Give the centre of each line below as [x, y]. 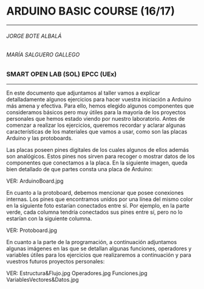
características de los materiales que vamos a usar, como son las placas [97, 132]
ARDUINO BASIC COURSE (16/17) [90, 11]
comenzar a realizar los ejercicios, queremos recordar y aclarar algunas [96, 125]
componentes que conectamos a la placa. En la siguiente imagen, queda [97, 163]
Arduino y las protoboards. [39, 138]
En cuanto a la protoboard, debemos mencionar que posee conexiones [95, 193]
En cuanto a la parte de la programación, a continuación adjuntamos [92, 242]
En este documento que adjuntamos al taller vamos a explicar [83, 93]
